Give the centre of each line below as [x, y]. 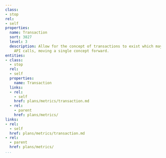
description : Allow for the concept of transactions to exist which [82, 46]
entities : [15, 55]
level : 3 [19, 42]
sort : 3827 [21, 37]
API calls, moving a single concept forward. [62, 51]
